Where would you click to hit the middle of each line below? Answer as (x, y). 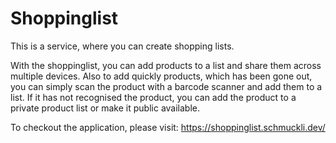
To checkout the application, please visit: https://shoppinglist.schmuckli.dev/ (168, 127)
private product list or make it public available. (105, 108)
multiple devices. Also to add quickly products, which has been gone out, (161, 76)
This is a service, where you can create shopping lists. (122, 46)
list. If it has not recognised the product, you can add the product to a (153, 97)
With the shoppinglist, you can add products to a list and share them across (166, 65)
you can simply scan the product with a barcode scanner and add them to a (166, 86)
